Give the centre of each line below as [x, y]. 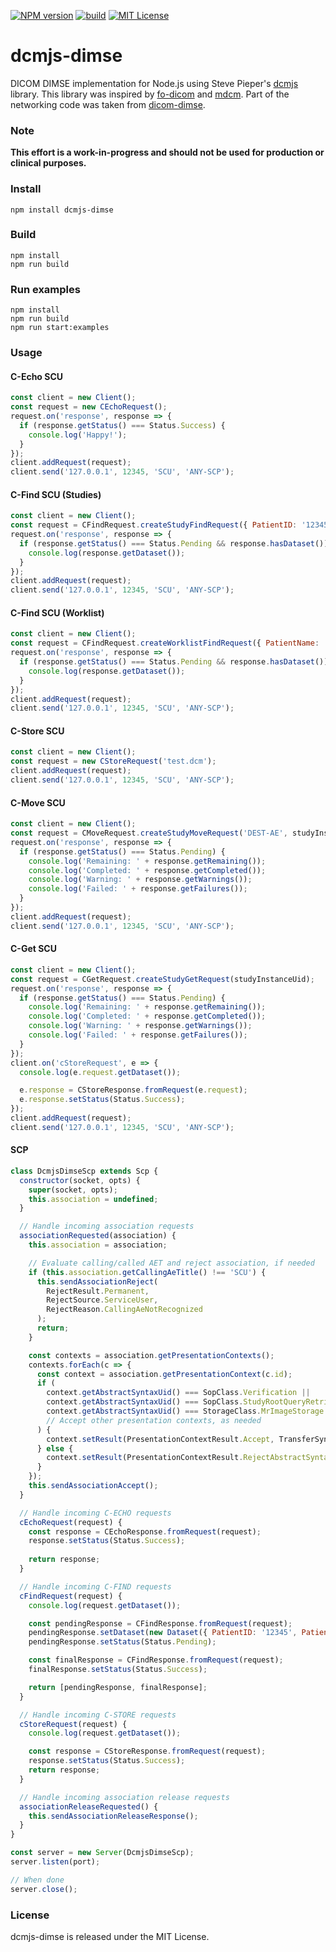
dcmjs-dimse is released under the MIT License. [110, 1937]
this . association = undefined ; [93, 1199]
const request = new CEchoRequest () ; [89, 407]
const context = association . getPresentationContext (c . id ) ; [164, 1374]
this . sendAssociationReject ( [97, 1281]
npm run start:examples [60, 328]
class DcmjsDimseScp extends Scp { [84, 1171]
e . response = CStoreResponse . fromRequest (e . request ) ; [133, 1090]
